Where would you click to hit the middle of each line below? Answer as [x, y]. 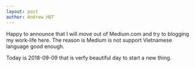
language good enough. [35, 46]
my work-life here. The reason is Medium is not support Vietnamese [89, 40]
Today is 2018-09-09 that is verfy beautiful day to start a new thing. [89, 58]
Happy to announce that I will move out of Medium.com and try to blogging [98, 33]
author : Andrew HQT [30, 17]
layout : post [22, 11]
